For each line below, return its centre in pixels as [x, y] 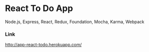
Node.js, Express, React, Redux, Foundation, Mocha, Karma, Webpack [75, 22]
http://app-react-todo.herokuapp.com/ [43, 45]
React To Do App [39, 8]
